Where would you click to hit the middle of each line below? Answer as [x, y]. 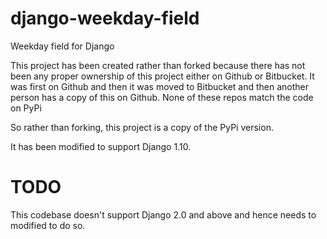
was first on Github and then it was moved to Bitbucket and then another [160, 86]
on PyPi [26, 108]
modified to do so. [48, 225]
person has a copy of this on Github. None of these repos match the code [162, 97]
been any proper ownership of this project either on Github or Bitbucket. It [162, 76]
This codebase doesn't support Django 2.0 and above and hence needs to [163, 214]
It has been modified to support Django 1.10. [101, 146]
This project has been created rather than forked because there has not [158, 65]
